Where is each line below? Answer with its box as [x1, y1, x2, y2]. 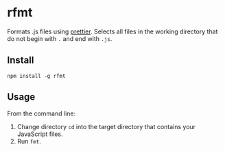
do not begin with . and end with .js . [7, 34, 113, 42]
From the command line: [7, 109, 76, 118]
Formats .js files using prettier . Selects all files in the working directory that [7, 27, 218, 36]
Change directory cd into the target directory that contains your [16, 122, 196, 131]
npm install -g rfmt [7, 72, 67, 79]
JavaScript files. [16, 130, 63, 138]
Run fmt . [16, 137, 41, 145]
